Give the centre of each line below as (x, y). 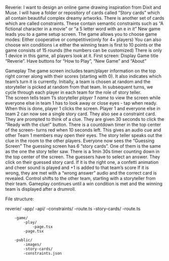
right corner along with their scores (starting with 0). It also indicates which (83, 76)
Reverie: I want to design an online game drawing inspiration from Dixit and (83, 7)
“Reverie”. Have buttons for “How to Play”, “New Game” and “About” (76, 61)
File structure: (20, 199)
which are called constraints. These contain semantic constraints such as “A (84, 23)
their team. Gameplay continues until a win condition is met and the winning (84, 184)
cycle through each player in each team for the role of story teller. (73, 92)
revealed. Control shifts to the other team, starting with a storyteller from (80, 178)
